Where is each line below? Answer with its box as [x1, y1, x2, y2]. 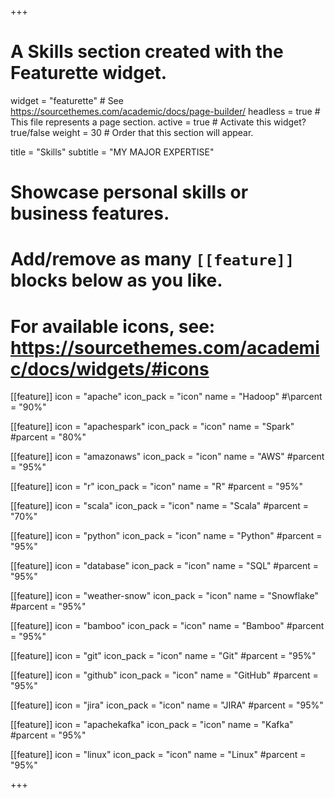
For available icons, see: [10, 315, 216, 338]
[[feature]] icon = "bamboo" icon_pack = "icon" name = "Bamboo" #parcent [10, 620, 325, 632]
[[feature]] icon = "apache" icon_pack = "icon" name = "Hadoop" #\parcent [10, 391, 323, 403]
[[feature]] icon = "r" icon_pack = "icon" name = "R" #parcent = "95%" [10, 481, 304, 493]
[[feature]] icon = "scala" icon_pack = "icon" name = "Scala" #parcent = [10, 500, 309, 512]
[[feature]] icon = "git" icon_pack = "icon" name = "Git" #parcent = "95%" [10, 650, 317, 662]
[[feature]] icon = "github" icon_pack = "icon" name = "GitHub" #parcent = [10, 669, 319, 681]
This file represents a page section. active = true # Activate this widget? [10, 116, 307, 128]
